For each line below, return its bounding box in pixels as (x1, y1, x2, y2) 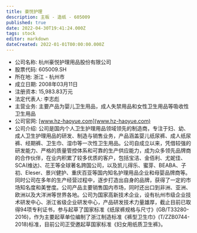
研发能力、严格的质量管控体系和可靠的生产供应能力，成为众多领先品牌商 (14, 147, 191, 154)
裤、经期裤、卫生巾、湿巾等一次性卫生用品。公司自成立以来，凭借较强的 (14, 139, 191, 146)
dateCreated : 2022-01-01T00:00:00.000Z (6, 42, 105, 48)
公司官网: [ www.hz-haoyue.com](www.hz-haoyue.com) (14, 117, 151, 124)
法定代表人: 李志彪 (14, 95, 60, 102)
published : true (6, 19, 46, 25)
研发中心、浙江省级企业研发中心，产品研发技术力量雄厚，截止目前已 (20, 198, 186, 205)
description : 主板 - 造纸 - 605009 (6, 14, 91, 20)
